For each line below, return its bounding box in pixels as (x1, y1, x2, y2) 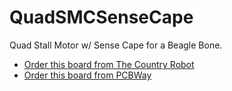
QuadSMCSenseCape (9, 6, 194, 29)
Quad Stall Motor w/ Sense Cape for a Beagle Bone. (9, 39, 223, 51)
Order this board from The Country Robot (23, 58, 195, 70)
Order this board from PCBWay (23, 69, 152, 81)
